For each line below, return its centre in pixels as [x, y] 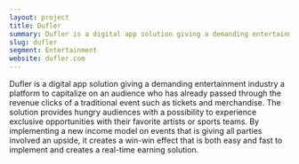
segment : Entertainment [53, 51]
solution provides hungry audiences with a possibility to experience [133, 112]
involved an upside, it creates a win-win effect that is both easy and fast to [146, 140]
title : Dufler [36, 26]
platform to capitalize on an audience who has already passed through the [145, 93]
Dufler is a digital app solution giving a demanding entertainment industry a [147, 84]
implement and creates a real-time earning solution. [104, 150]
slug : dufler [33, 42]
